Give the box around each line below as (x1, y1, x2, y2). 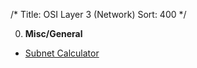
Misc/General (24, 28, 83, 39)
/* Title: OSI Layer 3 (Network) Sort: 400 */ (10, 9, 187, 20)
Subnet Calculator (24, 47, 100, 59)
